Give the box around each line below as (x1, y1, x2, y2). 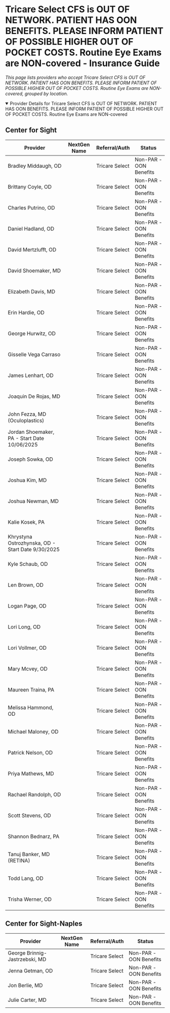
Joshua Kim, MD (8, 477, 47, 484)
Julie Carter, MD (8, 996, 47, 1003)
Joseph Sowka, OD (8, 456, 53, 463)
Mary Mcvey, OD (8, 665, 48, 672)
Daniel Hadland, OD (8, 225, 55, 232)
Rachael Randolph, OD (8, 791, 61, 798)
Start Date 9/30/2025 (8, 546, 60, 553)
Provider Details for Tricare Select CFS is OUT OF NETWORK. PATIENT (10, 100, 157, 106)
